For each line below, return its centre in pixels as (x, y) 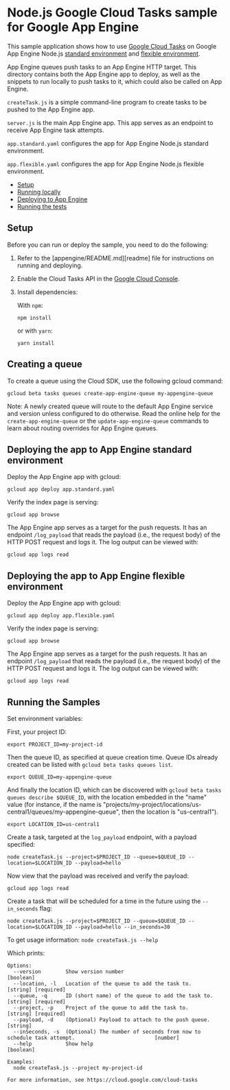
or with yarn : (35, 331)
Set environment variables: (45, 719)
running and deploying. (50, 265)
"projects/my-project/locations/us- (152, 804)
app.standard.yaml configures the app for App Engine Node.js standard (108, 143)
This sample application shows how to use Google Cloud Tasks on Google (112, 46)
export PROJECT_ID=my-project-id (55, 744)
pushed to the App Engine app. (51, 109)
